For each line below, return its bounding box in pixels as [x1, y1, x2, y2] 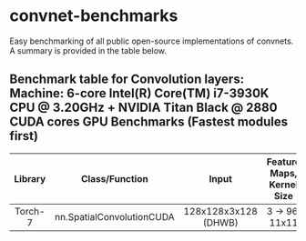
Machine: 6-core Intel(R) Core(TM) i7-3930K [9, 85, 270, 101]
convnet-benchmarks [9, 5, 178, 26]
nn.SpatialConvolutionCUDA [54, 210, 175, 223]
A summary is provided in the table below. [9, 45, 167, 55]
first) [9, 128, 39, 144]
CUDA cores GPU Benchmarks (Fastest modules [9, 115, 289, 130]
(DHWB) [202, 216, 239, 228]
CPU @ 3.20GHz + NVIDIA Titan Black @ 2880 [9, 100, 278, 115]
